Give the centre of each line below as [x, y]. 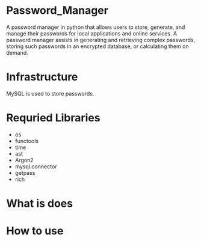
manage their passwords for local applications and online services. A [92, 33]
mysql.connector [36, 166]
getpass [25, 172]
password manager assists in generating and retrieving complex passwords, [101, 40]
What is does [40, 203]
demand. [17, 52]
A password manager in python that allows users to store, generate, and [96, 27]
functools [27, 141]
